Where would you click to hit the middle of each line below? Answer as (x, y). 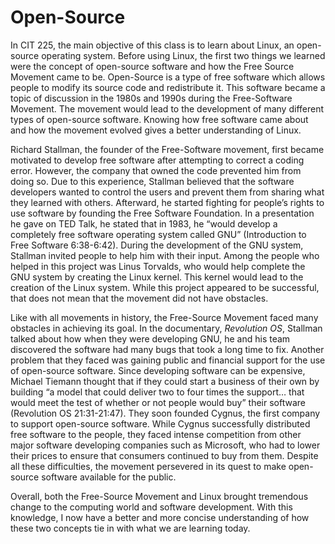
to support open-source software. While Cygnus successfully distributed (160, 423)
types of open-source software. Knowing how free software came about (159, 119)
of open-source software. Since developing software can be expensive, (158, 370)
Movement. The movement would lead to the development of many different (167, 108)
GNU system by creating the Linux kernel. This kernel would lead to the (157, 277)
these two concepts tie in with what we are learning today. (130, 528)
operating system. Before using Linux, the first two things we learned (183, 55)
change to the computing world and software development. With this (151, 507)
